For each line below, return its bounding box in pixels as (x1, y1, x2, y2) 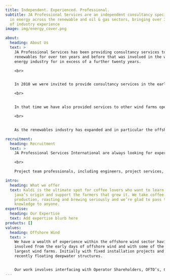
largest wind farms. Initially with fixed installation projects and (14, 249, 164, 254)
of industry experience (10, 21, 60, 27)
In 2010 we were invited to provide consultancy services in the (14, 82, 155, 87)
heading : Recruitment (10, 141, 56, 146)
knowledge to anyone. (14, 201, 60, 207)
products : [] (5, 220, 33, 226)
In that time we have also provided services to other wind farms (14, 104, 157, 110)
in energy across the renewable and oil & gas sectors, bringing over (10, 17, 162, 22)
